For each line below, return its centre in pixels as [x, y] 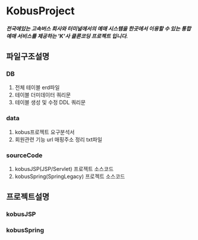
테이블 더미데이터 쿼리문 [43, 95]
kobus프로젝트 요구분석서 [45, 132]
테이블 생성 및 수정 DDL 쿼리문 [50, 102]
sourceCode [24, 155]
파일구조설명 [28, 57]
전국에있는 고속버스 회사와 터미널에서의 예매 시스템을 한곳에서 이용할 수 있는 [93, 29]
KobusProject [40, 11]
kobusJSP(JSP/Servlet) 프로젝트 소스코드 [64, 169]
